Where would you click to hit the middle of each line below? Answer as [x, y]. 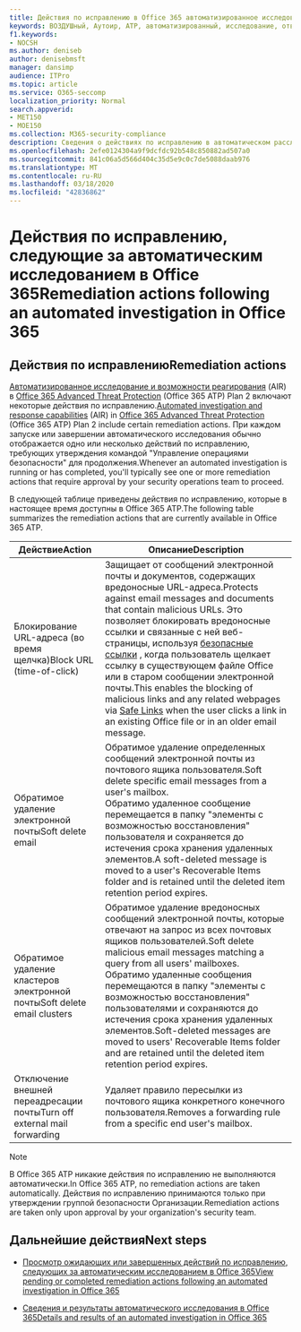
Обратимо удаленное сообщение [177, 803]
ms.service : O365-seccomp [57, 92]
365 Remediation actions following [140, 294]
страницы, [127, 643]
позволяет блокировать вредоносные [188, 621]
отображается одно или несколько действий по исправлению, [130, 443]
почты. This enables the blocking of [179, 688]
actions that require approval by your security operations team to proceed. [147, 481]
